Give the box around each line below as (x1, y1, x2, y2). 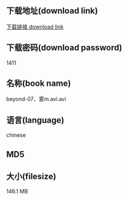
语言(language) (6, 115, 65, 125)
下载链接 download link (6, 23, 64, 30)
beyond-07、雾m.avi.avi (6, 95, 66, 103)
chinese (6, 131, 26, 139)
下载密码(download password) (6, 43, 123, 53)
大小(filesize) (6, 171, 56, 182)
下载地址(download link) (6, 5, 98, 16)
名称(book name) (6, 78, 71, 89)
